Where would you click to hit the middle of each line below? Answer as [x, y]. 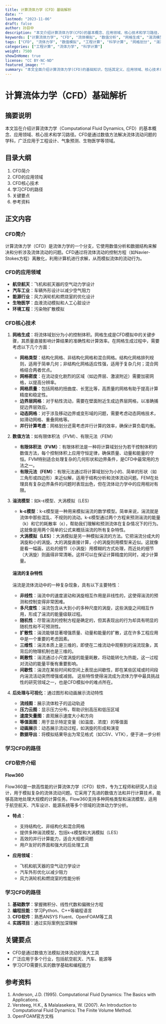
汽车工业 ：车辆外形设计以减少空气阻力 [51, 290]
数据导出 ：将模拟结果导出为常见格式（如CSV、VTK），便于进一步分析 [90, 735]
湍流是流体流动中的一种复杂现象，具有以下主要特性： [66, 585]
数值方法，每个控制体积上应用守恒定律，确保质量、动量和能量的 [84, 453]
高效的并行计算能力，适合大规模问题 [57, 839]
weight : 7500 [19, 51]
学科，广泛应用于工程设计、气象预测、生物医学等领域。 [61, 141]
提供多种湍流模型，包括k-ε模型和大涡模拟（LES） [70, 833]
